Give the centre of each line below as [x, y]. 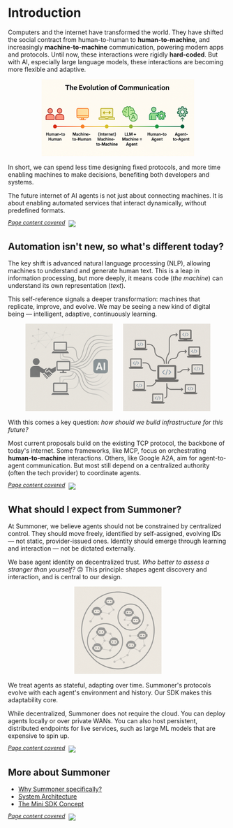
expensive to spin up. [39, 736]
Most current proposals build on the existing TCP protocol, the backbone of [116, 443]
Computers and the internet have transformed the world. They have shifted [116, 32]
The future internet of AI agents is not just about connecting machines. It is [115, 195]
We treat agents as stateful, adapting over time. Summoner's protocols [110, 685]
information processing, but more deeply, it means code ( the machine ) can [115, 278]
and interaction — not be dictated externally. [72, 549]
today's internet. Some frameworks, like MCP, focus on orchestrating [107, 451]
